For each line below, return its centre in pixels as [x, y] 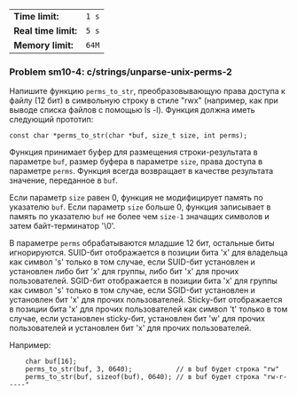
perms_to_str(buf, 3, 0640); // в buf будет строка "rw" [152, 369]
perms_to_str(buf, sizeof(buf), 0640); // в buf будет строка [142, 377]
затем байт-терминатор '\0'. [63, 226]
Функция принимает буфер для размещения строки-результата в [134, 152]
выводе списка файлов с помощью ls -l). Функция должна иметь [132, 110]
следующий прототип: [51, 120]
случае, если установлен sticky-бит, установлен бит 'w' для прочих [137, 319]
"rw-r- [275, 377]
